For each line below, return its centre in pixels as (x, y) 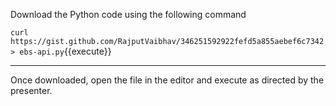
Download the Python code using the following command (128, 14)
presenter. (31, 90)
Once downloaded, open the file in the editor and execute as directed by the (167, 80)
